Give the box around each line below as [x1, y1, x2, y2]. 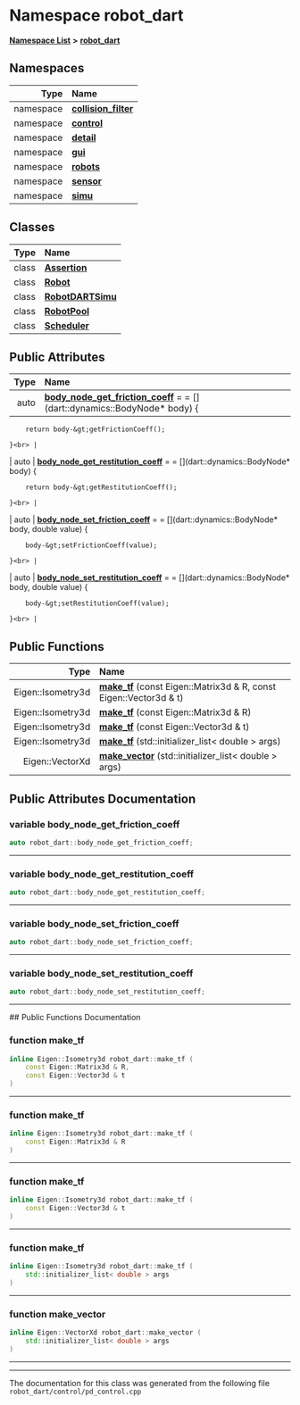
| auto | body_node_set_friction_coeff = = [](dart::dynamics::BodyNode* [9, 514, 279, 525]
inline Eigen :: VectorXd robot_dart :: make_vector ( [9, 1328, 202, 1337]
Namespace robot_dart [9, 5, 184, 26]
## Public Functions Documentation [9, 1012, 141, 1023]
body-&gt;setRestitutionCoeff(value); [25, 599, 170, 608]
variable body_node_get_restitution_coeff [9, 868, 195, 880]
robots [71, 160, 101, 172]
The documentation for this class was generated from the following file [9, 1377, 271, 1388]
